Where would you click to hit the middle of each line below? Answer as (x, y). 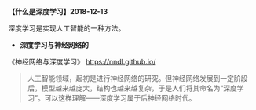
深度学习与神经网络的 (54, 45)
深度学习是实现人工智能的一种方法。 (67, 28)
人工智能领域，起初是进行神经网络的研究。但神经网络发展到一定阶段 (137, 78)
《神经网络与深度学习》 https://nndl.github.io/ (82, 62)
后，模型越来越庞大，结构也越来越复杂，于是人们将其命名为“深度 (132, 88)
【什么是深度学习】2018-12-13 (58, 11)
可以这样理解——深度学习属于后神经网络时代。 (120, 98)
